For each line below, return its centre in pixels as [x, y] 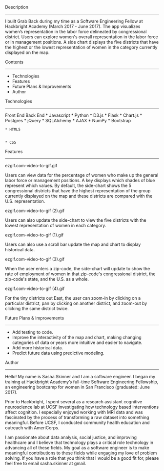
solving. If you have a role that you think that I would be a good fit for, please [82, 458]
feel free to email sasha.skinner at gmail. [46, 463]
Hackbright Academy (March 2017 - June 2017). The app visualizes [73, 26]
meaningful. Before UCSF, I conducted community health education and [77, 422]
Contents [14, 62]
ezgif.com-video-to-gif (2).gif [35, 211]
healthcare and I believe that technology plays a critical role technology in [79, 443]
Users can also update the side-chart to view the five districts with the [76, 220]
